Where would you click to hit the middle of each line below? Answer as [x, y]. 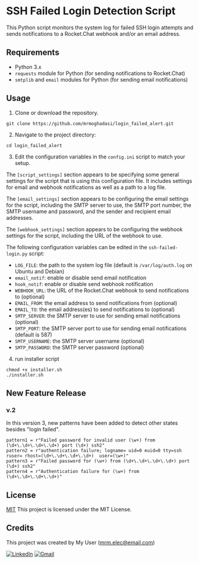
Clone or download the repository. [57, 113]
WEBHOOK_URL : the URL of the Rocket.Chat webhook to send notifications [102, 290]
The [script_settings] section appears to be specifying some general [93, 175]
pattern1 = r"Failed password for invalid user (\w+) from [81, 440]
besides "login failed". [33, 430]
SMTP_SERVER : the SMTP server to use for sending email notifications [97, 315]
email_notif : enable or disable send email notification [80, 278]
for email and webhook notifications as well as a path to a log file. [86, 187]
